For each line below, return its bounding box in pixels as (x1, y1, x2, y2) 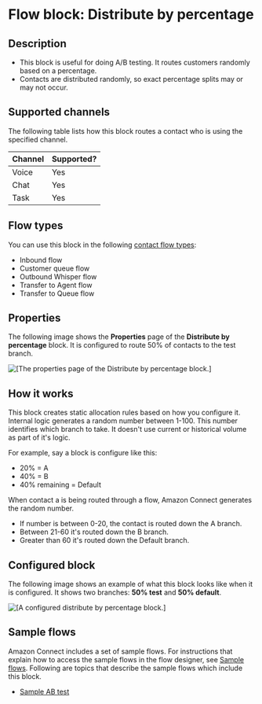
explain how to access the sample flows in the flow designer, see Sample (8, 654, 245, 664)
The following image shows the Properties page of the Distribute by (8, 332, 230, 341)
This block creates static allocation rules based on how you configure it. (8, 407, 241, 418)
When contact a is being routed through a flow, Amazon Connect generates (8, 496, 253, 505)
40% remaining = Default (19, 480, 102, 489)
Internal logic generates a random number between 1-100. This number (8, 416, 238, 426)
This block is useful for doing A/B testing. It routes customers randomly (19, 57, 251, 67)
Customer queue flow (19, 264, 90, 273)
